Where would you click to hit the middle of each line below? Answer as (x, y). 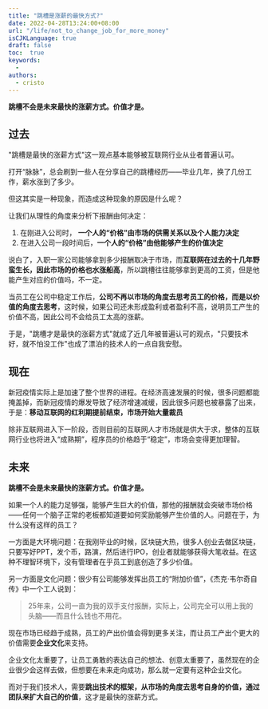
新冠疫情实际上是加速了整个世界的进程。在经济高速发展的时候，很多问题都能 (134, 392)
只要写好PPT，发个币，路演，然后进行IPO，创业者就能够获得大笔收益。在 (129, 551)
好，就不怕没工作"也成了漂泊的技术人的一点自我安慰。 (97, 344)
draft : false (30, 46)
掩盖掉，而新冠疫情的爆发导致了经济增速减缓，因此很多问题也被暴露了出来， (134, 403)
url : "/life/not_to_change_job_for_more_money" (89, 30)
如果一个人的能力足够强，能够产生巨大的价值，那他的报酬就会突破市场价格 (130, 504)
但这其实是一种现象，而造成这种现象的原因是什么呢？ (96, 199)
